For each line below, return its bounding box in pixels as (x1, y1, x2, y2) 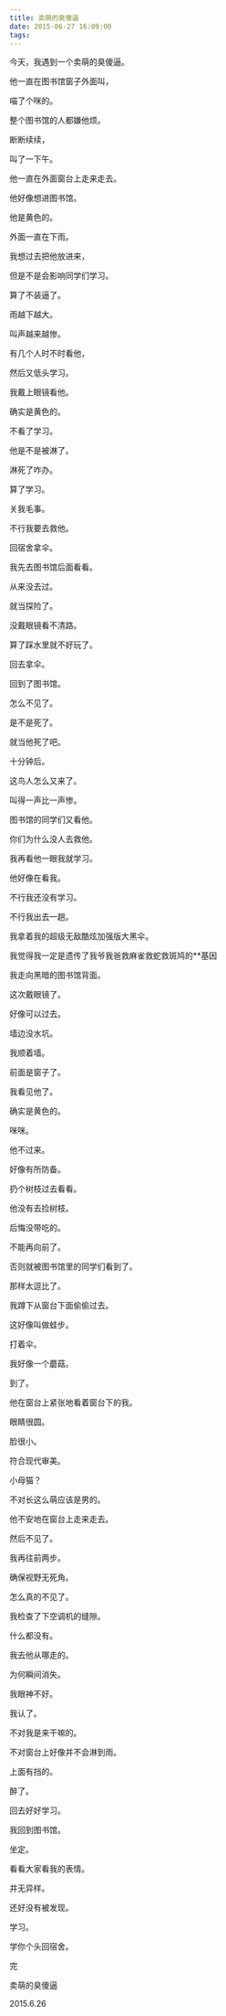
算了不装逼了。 (9, 290, 66, 301)
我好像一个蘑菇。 (9, 1359, 74, 1370)
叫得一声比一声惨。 (9, 795, 82, 805)
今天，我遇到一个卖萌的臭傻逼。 (9, 57, 129, 68)
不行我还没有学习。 (9, 892, 82, 903)
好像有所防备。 (9, 1164, 66, 1175)
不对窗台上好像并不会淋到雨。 (9, 1747, 121, 1758)
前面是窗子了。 (9, 1067, 66, 1078)
